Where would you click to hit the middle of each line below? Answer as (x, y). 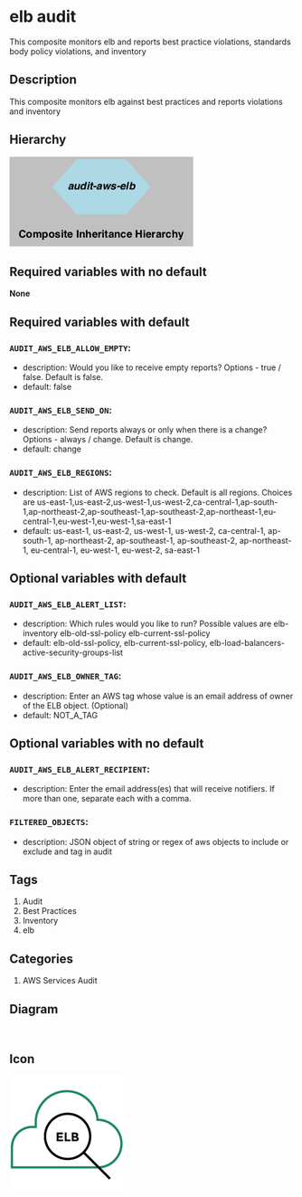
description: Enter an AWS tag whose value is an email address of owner (158, 696)
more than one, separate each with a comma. (107, 799)
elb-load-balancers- (247, 643)
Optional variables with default (98, 579)
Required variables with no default (108, 272)
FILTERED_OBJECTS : (49, 822)
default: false (47, 387)
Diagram (34, 1009)
